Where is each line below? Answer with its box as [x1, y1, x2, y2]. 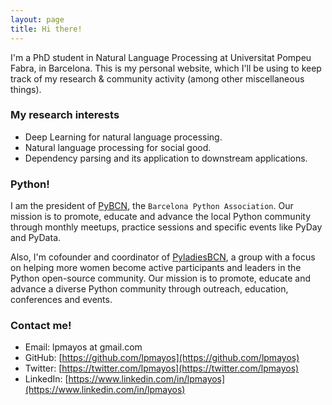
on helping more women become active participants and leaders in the [10, 262, 302, 274]
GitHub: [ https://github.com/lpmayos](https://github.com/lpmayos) [24, 352, 300, 364]
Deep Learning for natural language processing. [24, 131, 223, 143]
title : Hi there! [10, 24, 83, 34]
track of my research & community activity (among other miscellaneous [10, 72, 305, 85]
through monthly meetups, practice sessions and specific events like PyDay [10, 221, 323, 233]
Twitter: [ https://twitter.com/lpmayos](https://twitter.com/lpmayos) [24, 362, 300, 375]
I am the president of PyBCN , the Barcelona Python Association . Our [10, 200, 294, 212]
